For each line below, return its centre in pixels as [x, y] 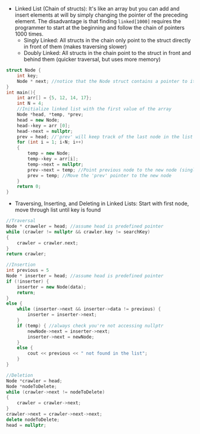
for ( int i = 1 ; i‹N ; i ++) [50, 142]
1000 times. [29, 34]
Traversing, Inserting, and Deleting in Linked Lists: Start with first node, [102, 204]
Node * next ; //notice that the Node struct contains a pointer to [102, 81]
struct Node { [24, 70]
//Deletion [20, 375]
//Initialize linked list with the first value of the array [94, 109]
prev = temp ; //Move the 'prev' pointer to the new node [99, 175]
